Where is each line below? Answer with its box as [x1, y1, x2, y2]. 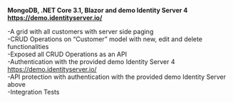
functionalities [7, 43, 49, 50]
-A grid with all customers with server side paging [7, 28, 154, 36]
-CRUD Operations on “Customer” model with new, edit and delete [7, 35, 203, 43]
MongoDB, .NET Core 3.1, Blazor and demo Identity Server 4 [7, 6, 188, 14]
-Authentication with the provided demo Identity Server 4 [7, 58, 175, 66]
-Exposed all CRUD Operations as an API [7, 50, 127, 58]
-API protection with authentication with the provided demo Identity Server [7, 72, 227, 81]
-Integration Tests [7, 88, 60, 96]
